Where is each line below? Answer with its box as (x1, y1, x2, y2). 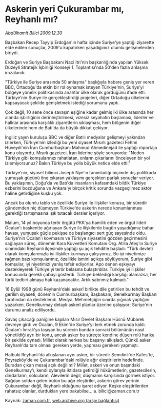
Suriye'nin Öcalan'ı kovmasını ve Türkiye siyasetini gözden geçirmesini (5, 235, 147, 241)
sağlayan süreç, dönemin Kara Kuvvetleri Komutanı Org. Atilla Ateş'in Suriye (5, 240, 158, 246)
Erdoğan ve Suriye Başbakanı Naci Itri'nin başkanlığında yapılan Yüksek (5, 59, 149, 65)
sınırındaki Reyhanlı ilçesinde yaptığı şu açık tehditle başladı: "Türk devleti (5, 245, 153, 251)
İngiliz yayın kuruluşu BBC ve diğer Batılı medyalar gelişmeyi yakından (5, 134, 145, 140)
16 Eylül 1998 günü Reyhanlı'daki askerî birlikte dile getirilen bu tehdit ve (5, 286, 150, 292)
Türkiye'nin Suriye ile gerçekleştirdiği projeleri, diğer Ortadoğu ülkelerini (5, 94, 150, 101)
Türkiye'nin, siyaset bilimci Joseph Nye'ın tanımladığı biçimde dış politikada (5, 169, 157, 175)
